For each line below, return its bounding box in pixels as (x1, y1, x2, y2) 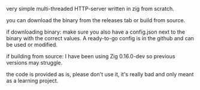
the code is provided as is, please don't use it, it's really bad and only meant (6, 71, 194, 77)
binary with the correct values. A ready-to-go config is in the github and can (6, 35, 195, 41)
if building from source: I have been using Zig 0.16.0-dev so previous (6, 53, 175, 59)
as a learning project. (6, 77, 59, 84)
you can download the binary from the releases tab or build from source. (6, 17, 186, 23)
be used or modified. (6, 41, 58, 48)
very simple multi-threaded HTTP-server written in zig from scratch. (6, 5, 175, 12)
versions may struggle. (6, 59, 63, 66)
